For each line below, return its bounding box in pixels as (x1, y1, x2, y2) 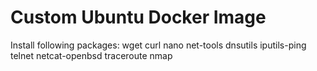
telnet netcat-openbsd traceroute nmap (10, 49, 173, 61)
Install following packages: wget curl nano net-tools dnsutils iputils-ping (10, 39, 307, 51)
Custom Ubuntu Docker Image (10, 6, 267, 29)
